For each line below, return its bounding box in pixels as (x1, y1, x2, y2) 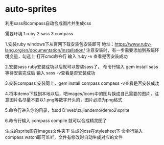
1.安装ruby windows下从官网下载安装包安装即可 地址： (5, 41, 115, 47)
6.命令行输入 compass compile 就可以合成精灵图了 (5, 118, 107, 123)
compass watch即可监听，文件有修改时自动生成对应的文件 (5, 134, 123, 140)
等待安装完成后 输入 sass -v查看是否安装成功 (5, 70, 95, 75)
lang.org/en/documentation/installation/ (5, 47, 85, 53)
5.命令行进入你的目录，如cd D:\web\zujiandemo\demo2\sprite (5, 107, 130, 113)
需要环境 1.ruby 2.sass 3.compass (5, 30, 73, 36)
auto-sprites (5, 3, 57, 15)
